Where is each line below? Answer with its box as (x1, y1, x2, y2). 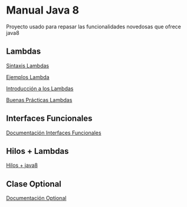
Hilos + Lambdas (6, 146, 69, 156)
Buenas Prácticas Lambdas (6, 96, 73, 103)
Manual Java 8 (6, 4, 80, 17)
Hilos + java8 (6, 162, 38, 169)
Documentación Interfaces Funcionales (6, 129, 101, 136)
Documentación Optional (6, 195, 67, 202)
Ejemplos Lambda (6, 73, 50, 80)
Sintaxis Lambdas (6, 62, 49, 69)
